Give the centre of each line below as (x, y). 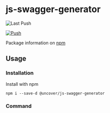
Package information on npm (36, 43)
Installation (20, 73)
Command (19, 106)
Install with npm (22, 84)
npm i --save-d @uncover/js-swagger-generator (55, 93)
